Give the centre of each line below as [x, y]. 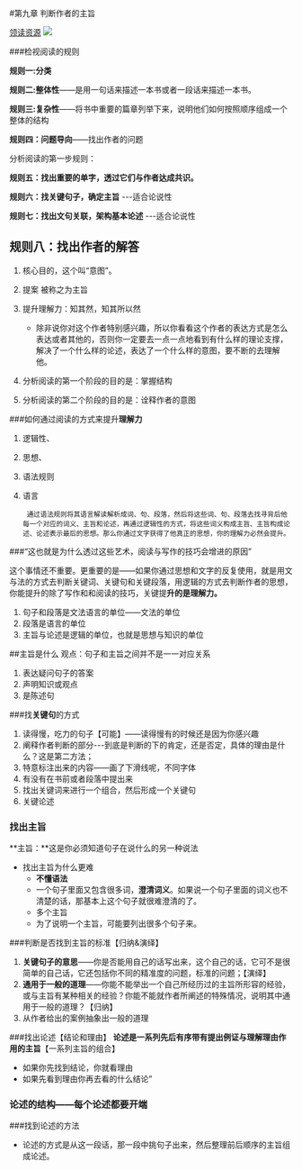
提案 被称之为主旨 [55, 289]
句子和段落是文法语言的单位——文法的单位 [101, 612]
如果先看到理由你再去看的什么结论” [87, 1079]
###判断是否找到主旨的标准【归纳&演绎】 [86, 943]
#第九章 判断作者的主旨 [53, 13]
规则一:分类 [31, 71]
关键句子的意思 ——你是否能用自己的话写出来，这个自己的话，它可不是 [152, 962]
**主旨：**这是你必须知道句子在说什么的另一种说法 [104, 848]
